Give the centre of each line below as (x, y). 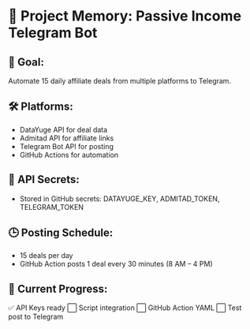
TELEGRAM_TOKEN (52, 207)
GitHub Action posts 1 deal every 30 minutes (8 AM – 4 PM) (116, 264)
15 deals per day (46, 256)
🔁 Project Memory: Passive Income (125, 16)
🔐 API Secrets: (44, 179)
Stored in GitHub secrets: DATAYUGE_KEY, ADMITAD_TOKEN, (119, 198)
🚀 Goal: (26, 62)
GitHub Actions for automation (69, 155)
